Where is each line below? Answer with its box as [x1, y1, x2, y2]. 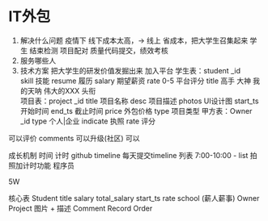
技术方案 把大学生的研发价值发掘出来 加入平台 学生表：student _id [19, 65, 241, 75]
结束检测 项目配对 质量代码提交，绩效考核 [29, 45, 168, 55]
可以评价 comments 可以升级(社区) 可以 [8, 133, 140, 143]
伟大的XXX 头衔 [43, 85, 96, 95]
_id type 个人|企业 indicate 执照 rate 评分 [19, 116, 156, 126]
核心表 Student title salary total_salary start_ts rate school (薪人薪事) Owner [8, 193, 260, 202]
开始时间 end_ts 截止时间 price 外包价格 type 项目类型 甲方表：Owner [19, 106, 253, 115]
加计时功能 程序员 [15, 161, 74, 170]
